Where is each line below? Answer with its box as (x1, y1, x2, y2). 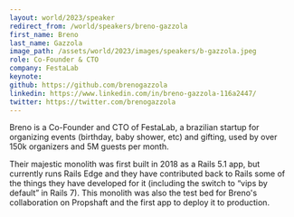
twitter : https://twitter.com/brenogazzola (9, 97, 176, 107)
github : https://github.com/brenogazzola (9, 80, 168, 90)
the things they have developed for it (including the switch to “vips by (9, 178, 269, 189)
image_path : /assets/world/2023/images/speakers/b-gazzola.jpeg (9, 47, 257, 56)
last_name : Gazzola (9, 38, 83, 48)
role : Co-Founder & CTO (9, 55, 100, 64)
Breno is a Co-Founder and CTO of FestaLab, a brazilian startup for (9, 122, 260, 133)
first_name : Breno (9, 30, 79, 39)
